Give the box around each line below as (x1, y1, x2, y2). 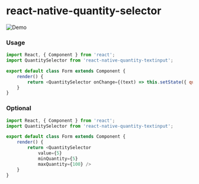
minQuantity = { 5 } (37, 156, 78, 162)
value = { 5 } (37, 150, 62, 156)
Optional (6, 104, 31, 112)
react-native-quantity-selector (6, 4, 162, 18)
